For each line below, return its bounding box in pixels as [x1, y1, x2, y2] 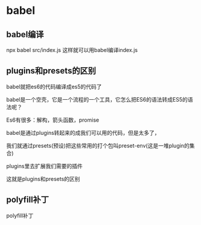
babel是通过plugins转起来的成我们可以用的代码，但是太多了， [6, 129, 160, 136]
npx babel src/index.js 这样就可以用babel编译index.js [6, 47, 138, 53]
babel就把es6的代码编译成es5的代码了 [6, 83, 102, 90]
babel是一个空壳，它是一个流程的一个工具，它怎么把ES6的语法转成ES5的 [6, 96, 188, 103]
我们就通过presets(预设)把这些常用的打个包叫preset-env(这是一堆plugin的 [6, 142, 190, 149]
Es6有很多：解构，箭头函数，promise [6, 116, 100, 123]
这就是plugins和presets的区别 [6, 175, 80, 182]
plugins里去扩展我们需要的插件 [6, 162, 83, 169]
